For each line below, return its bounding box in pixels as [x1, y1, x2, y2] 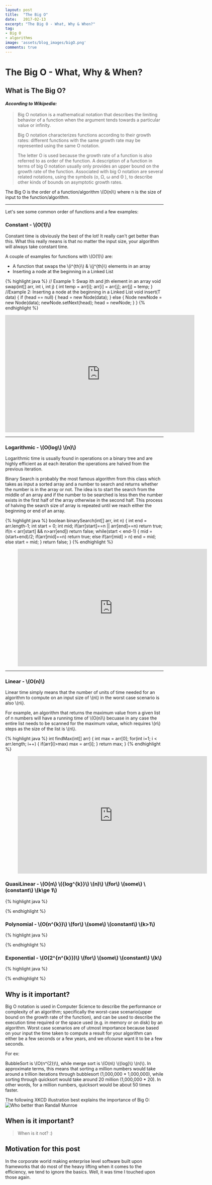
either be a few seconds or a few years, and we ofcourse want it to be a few [5, 1036, 163, 1042]
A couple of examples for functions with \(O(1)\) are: [5, 253, 113, 259]
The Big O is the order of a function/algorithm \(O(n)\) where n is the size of [5, 189, 162, 195]
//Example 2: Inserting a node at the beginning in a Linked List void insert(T [5, 289, 161, 295]
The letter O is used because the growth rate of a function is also [17, 152, 152, 159]
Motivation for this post [5, 1145, 80, 1153]
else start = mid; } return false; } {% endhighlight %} [5, 539, 114, 545]
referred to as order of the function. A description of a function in [17, 158, 153, 164]
